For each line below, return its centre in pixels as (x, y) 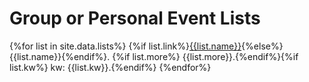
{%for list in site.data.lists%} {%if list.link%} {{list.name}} (125, 46)
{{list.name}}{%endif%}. (60, 56)
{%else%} (262, 46)
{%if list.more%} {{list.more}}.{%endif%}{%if (205, 56)
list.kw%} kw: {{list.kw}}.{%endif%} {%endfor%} (110, 67)
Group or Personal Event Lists (135, 18)
